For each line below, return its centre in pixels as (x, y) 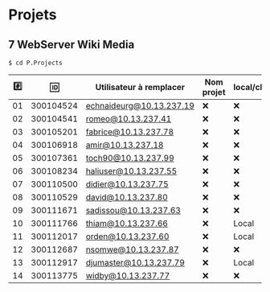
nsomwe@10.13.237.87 (132, 249)
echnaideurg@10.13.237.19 (140, 106)
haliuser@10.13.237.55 (131, 171)
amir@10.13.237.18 (125, 145)
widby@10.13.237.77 (128, 276)
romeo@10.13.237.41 (129, 119)
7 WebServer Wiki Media (72, 45)
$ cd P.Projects (35, 63)
